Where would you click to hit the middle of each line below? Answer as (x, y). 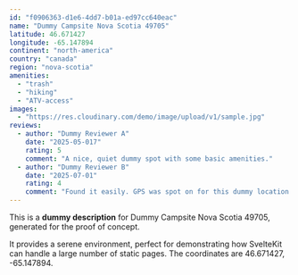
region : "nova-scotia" (51, 68)
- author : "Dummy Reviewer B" (73, 167)
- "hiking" (37, 92)
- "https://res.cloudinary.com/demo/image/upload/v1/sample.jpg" (141, 117)
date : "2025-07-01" (62, 175)
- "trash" (35, 84)
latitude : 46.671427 (48, 34)
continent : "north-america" (62, 51)
